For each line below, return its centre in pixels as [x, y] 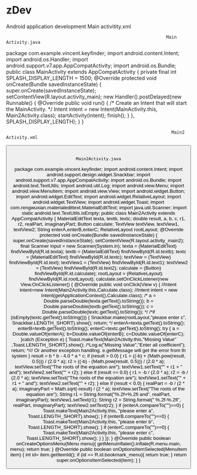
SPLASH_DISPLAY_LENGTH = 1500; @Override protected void [81, 78]
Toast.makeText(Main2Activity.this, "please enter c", [98, 433]
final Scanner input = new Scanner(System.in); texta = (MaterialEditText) [98, 246]
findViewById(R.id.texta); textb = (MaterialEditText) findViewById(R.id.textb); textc [98, 252]
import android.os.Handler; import [47, 59]
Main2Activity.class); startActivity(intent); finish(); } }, [70, 115]
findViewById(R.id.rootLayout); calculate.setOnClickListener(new [98, 279]
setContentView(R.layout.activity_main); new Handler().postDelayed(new [94, 97]
